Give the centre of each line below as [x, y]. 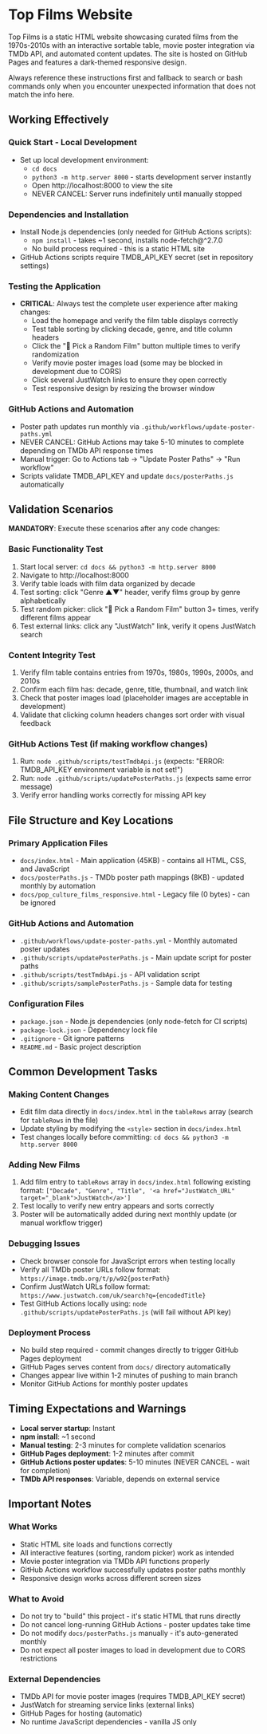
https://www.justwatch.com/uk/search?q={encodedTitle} [113, 1295]
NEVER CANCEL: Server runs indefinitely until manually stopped [137, 194]
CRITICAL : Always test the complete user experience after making [129, 304]
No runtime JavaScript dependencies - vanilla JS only [108, 1722]
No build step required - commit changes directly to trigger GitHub [129, 1350]
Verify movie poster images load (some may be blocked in [127, 363]
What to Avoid [36, 1598]
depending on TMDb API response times [86, 450]
